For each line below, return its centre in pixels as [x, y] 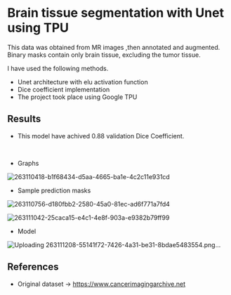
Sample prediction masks [54, 190]
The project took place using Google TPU [77, 97]
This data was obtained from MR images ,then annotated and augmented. [114, 47]
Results [24, 119]
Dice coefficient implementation [64, 89]
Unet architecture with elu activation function [83, 81]
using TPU [38, 28]
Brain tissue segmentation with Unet [116, 13]
